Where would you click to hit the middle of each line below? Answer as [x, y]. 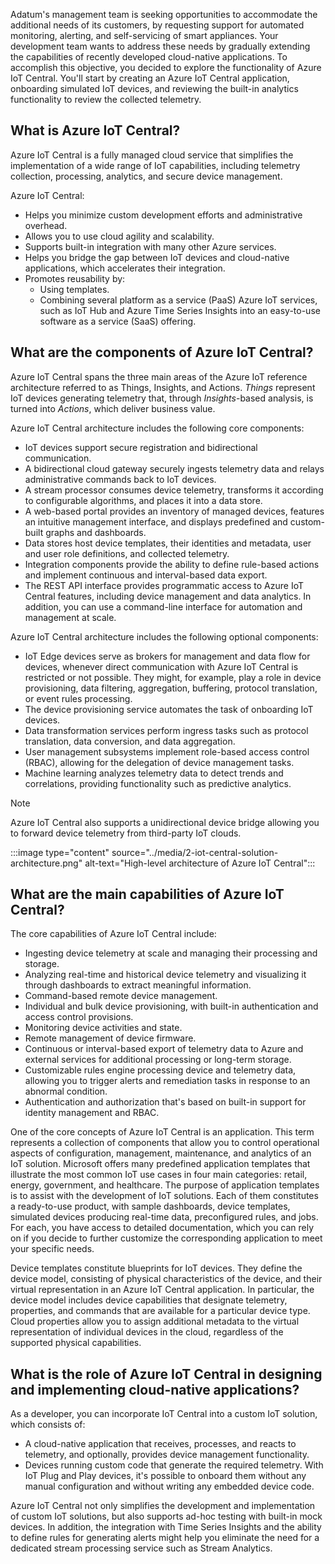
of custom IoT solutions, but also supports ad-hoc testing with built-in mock [166, 1516]
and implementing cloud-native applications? [155, 1389]
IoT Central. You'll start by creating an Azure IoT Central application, [150, 78]
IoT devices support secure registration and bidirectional [141, 447]
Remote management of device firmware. [110, 1038]
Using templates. [74, 289]
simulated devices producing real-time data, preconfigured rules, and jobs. [164, 1217]
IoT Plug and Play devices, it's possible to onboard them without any [165, 1476]
